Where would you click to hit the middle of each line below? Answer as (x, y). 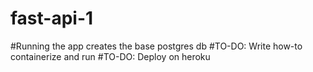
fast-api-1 (52, 18)
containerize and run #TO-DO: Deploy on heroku (110, 56)
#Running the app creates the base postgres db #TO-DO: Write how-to (156, 46)
